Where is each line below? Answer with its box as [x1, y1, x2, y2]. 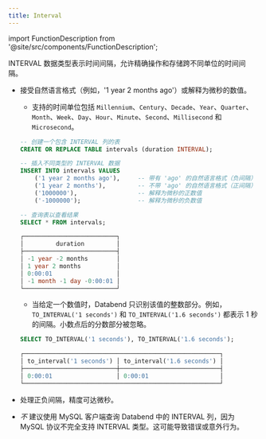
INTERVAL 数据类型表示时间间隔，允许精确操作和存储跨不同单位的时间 [8, 58, 239, 68]
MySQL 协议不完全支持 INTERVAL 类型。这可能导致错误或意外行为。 [19, 422, 244, 431]
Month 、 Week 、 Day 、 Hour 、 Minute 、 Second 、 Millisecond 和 [31, 112, 222, 122]
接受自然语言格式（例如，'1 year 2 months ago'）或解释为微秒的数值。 [19, 85, 252, 95]
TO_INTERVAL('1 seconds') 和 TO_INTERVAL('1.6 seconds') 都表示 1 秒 [31, 309, 258, 319]
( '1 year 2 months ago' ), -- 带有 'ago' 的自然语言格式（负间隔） [34, 174, 257, 183]
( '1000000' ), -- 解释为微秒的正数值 [34, 188, 202, 197]
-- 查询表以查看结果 [19, 211, 79, 219]
